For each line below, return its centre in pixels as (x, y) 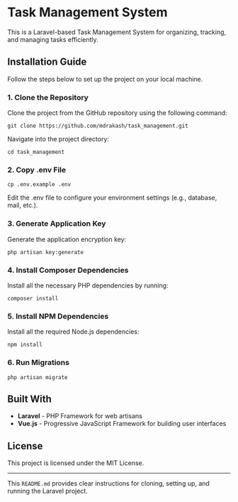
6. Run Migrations (38, 363)
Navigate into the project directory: (58, 139)
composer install (33, 298)
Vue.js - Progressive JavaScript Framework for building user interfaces (122, 424)
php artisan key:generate (45, 252)
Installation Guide (47, 62)
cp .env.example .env (39, 185)
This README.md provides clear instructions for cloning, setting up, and (109, 484)
